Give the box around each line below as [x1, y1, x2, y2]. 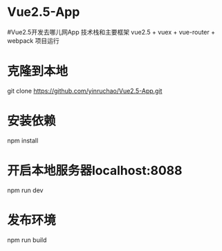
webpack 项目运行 [7, 36, 60, 45]
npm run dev [7, 186, 44, 194]
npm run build [7, 236, 47, 244]
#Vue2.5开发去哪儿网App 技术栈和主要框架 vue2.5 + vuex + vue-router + [7, 28, 216, 36]
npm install [7, 136, 39, 145]
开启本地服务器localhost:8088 [7, 163, 183, 178]
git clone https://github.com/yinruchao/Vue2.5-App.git [7, 86, 163, 95]
